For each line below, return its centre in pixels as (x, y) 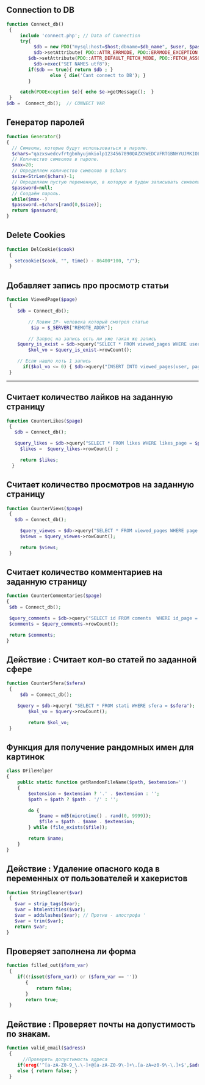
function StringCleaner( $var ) (45, 892)
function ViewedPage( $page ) (42, 300)
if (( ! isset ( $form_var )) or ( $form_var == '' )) (77, 977)
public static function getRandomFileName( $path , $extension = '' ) (102, 782)
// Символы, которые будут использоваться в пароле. (80, 148)
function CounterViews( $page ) (45, 508)
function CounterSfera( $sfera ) (46, 683)
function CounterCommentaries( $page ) (54, 596)
